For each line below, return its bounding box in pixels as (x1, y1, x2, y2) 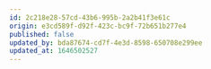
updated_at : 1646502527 (9, 47, 99, 56)
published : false (9, 30, 75, 39)
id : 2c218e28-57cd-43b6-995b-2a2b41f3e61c (9, 13, 171, 22)
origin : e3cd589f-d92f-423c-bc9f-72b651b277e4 (9, 22, 187, 30)
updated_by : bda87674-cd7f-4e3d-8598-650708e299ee (9, 38, 203, 47)
